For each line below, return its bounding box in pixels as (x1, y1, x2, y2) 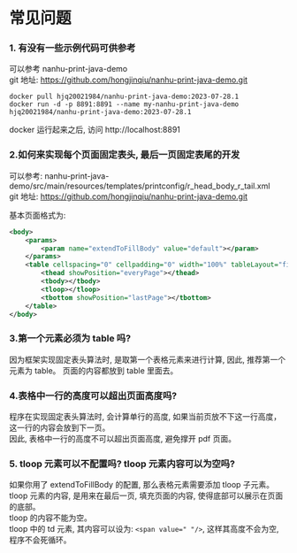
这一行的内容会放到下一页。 (9, 422, 110, 433)
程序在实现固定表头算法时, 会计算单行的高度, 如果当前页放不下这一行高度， (9, 411, 281, 421)
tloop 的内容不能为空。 (9, 512, 93, 523)
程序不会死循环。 (9, 534, 72, 545)
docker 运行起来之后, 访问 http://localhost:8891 (9, 125, 181, 135)
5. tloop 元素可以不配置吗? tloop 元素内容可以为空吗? (9, 457, 236, 470)
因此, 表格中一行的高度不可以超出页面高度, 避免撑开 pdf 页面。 (9, 434, 237, 443)
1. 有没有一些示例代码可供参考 (9, 42, 136, 54)
